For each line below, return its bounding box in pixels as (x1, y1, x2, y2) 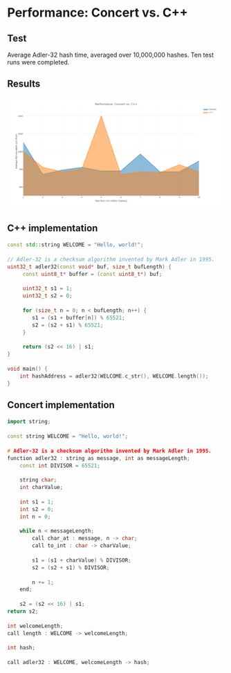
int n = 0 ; (19, 513, 51, 520)
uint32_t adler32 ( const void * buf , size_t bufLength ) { (7, 263, 172, 270)
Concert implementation (7, 399, 115, 411)
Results (7, 78, 41, 90)
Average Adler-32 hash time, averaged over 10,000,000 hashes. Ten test (7, 50, 214, 59)
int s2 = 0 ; (19, 506, 54, 513)
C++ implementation (7, 222, 98, 234)
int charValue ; (19, 484, 64, 491)
